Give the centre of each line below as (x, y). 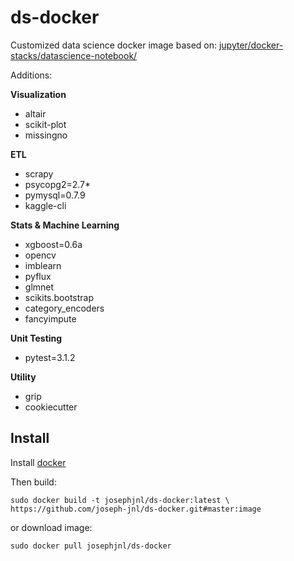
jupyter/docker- (251, 45)
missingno (46, 135)
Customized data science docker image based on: (114, 45)
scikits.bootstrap (59, 297)
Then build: (33, 482)
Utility (23, 377)
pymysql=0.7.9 (55, 195)
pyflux (38, 276)
